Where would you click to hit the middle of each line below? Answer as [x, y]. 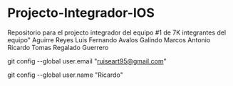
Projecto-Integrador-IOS [81, 13]
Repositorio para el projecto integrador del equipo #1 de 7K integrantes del [117, 32]
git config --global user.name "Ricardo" [65, 75]
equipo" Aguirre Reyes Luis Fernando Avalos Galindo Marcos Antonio [109, 39]
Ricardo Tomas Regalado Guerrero [58, 47]
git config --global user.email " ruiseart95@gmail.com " [87, 61]
